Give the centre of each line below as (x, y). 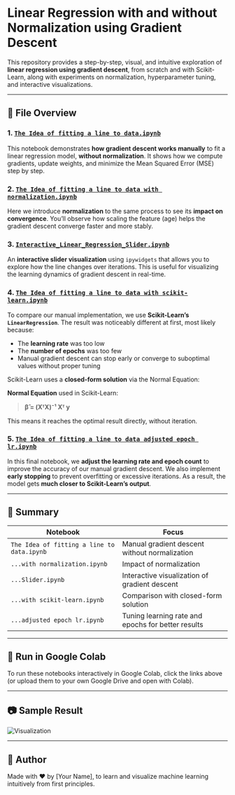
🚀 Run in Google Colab (57, 657)
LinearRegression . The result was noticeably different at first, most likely (112, 322)
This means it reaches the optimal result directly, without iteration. (102, 421)
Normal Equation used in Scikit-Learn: (63, 393)
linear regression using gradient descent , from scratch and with (101, 69)
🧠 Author (27, 760)
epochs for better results (163, 624)
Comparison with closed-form (172, 595)
